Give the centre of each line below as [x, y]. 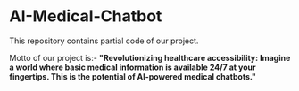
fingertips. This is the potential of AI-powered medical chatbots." [133, 76]
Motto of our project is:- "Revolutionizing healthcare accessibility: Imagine [150, 57]
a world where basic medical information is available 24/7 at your [133, 67]
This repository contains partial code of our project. [104, 41]
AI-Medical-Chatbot [86, 16]
